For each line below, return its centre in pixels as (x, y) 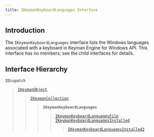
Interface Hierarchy (36, 69)
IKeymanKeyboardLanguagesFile (87, 116)
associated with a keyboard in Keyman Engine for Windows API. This (76, 48)
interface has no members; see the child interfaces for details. (70, 53)
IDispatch (16, 81)
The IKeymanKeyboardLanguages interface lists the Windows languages (77, 42)
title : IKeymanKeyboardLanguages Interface (52, 10)
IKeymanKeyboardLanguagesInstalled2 (106, 129)
